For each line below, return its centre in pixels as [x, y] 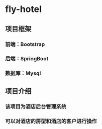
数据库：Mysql [23, 73]
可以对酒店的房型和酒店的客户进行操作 [51, 121]
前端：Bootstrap [25, 44]
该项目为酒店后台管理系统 [36, 107]
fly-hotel [23, 9]
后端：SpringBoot [27, 59]
